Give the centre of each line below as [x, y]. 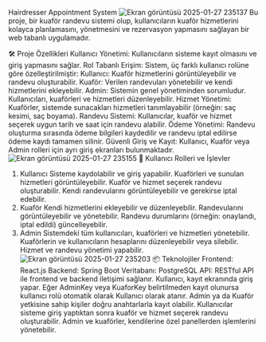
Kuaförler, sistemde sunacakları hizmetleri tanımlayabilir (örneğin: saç [122, 107]
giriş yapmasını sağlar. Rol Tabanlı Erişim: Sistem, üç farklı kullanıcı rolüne [129, 65]
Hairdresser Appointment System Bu [133, 12]
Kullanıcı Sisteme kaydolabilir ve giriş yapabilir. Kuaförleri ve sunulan [132, 174]
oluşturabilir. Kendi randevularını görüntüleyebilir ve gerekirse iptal [128, 191]
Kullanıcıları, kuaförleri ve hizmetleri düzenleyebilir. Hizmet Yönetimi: [120, 99]
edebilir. [33, 199]
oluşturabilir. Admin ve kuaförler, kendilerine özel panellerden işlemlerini [138, 321]
